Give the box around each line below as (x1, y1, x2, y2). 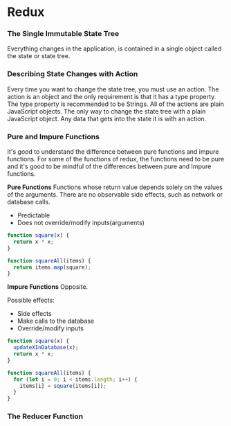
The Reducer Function (7, 411, 84, 421)
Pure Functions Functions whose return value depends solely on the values (7, 183, 223, 191)
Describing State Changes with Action (7, 69, 138, 79)
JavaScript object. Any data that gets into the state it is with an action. (7, 114, 207, 123)
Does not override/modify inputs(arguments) (17, 219, 145, 227)
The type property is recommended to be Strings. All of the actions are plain (7, 100, 225, 108)
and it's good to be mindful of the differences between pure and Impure (7, 162, 212, 170)
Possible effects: (7, 296, 55, 305)
